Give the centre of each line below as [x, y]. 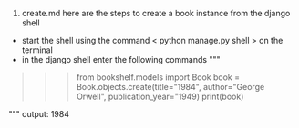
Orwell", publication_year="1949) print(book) [160, 96]
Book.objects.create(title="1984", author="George [170, 87]
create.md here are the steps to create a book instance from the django [156, 13]
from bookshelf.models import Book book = [158, 77]
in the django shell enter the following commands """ [121, 59]
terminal [37, 50]
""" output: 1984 [39, 114]
